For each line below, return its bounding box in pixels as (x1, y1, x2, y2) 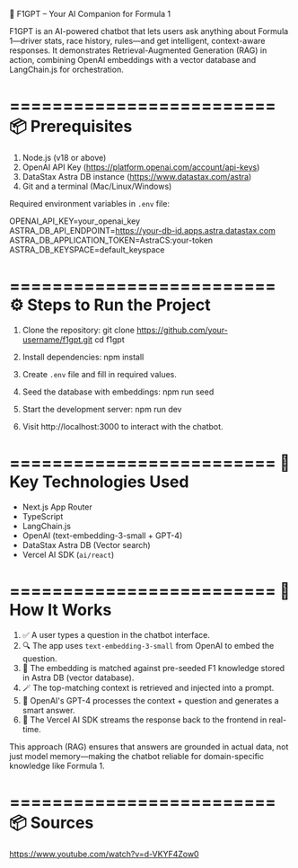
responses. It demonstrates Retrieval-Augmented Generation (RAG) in (9, 45, 267, 56)
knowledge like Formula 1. (9, 760, 105, 771)
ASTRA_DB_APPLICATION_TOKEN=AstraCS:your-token (9, 235, 214, 245)
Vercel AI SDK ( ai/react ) (22, 549, 115, 560)
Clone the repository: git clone (22, 324, 135, 335)
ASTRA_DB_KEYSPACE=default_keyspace (9, 244, 165, 255)
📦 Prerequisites (9, 117, 133, 137)
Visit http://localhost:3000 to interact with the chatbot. (22, 421, 223, 431)
